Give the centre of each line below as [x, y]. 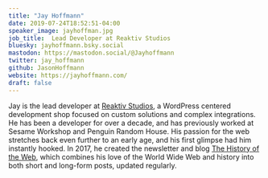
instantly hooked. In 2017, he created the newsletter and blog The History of [134, 148]
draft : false [30, 83]
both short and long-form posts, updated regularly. [93, 165]
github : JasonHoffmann [46, 68]
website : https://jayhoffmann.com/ [68, 75]
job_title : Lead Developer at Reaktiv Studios [90, 38]
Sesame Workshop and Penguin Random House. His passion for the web [129, 131]
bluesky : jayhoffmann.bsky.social [66, 46]
